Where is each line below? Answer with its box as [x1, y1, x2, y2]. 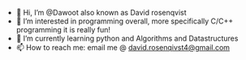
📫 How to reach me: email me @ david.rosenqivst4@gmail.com [15, 43, 230, 52]
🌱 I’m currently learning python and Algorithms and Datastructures [15, 33, 239, 43]
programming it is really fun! [15, 25, 111, 34]
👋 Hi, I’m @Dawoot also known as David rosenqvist [15, 8, 187, 17]
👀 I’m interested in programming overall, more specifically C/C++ [15, 16, 234, 26]
